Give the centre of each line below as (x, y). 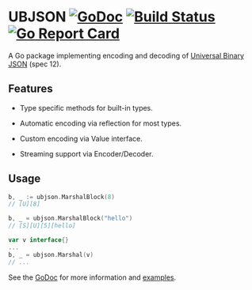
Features (31, 89)
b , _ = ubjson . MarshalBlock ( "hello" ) (71, 218)
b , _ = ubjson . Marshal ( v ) (51, 254)
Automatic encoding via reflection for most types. (101, 123)
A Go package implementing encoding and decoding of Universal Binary (126, 55)
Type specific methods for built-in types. (86, 107)
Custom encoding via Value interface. (81, 138)
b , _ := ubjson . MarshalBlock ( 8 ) (61, 197)
